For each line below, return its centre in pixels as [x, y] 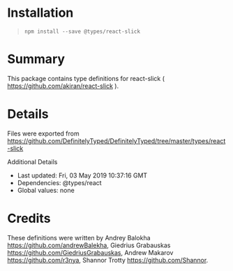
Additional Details [32, 161]
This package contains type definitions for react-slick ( [86, 78]
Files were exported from [43, 133]
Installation [40, 13]
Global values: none [46, 190]
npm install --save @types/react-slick [82, 31]
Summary [36, 59]
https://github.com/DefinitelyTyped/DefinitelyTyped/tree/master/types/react [116, 140]
